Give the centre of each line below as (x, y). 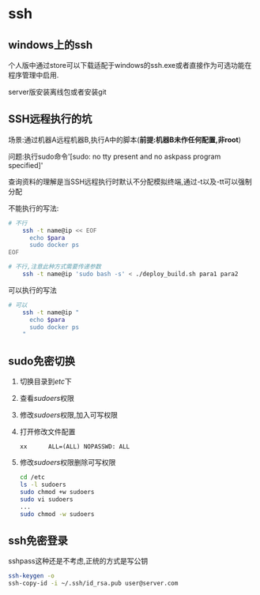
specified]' (26, 165)
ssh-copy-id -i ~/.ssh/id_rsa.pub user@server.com (93, 584)
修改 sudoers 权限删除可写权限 (68, 462)
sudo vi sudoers (46, 499)
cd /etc (32, 477)
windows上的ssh (51, 45)
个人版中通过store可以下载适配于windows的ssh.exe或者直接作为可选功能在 (130, 65)
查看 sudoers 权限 (47, 399)
